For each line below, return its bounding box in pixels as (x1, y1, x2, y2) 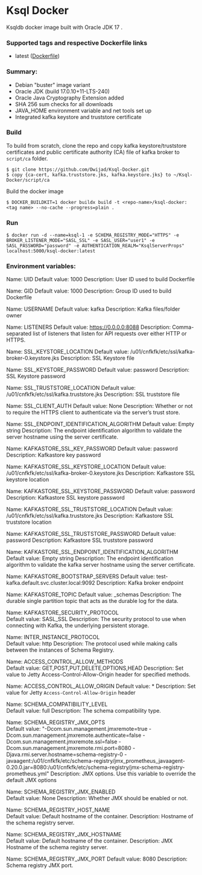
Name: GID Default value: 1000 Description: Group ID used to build (6, 287, 172, 294)
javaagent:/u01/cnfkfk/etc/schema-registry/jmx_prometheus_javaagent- (6, 757, 186, 765)
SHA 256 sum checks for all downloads (14, 100, 113, 107)
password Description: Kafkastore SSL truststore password (6, 536, 154, 544)
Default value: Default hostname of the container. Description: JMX (6, 837, 173, 845)
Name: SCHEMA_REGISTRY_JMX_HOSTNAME (6, 831, 122, 838)
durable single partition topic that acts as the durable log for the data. (6, 597, 179, 605)
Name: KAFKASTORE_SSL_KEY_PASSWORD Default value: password (6, 445, 178, 453)
